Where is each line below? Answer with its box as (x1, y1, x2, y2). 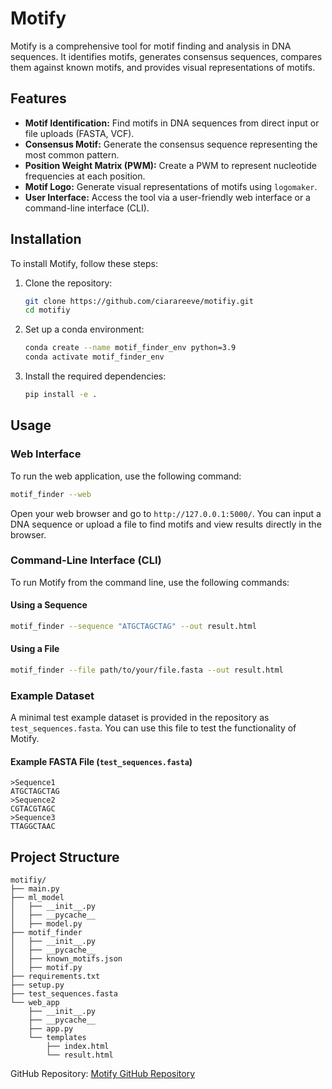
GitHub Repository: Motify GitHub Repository (10, 1068, 196, 1080)
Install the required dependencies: (24, 370, 167, 382)
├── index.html (46, 1042, 110, 1052)
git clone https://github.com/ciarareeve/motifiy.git (24, 296, 254, 306)
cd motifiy (24, 305, 71, 316)
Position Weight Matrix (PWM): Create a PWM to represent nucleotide (24, 159, 317, 171)
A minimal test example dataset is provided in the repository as (10, 712, 270, 724)
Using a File (10, 643, 60, 655)
